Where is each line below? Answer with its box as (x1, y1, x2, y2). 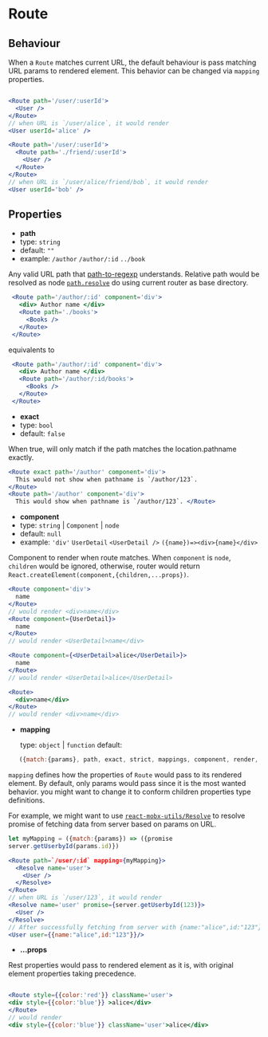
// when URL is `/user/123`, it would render (8, 894, 162, 901)
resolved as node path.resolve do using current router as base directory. (8, 278, 249, 288)
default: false (19, 428, 65, 438)
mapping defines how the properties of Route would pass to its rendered (8, 770, 242, 780)
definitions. (8, 795, 45, 805)
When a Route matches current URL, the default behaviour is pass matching (8, 57, 257, 67)
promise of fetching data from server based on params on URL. (8, 819, 217, 829)
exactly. (8, 452, 34, 462)
